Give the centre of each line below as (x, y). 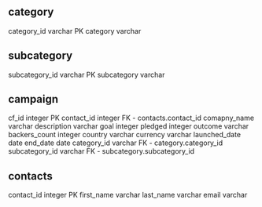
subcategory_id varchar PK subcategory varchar (87, 74)
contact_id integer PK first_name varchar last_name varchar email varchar (128, 195)
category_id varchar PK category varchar (75, 31)
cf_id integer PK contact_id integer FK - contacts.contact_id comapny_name (131, 118)
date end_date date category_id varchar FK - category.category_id (115, 143)
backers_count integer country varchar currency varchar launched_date (125, 135)
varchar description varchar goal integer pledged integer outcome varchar (129, 126)
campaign (33, 99)
